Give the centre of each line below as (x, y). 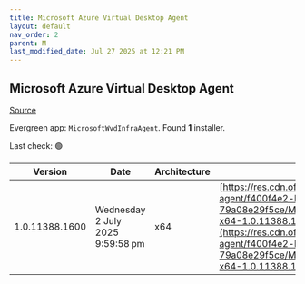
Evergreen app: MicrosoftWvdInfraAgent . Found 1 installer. (117, 127)
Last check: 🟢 (36, 145)
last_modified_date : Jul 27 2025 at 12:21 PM (97, 52)
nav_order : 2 (34, 34)
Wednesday (120, 210)
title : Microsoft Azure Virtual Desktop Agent (99, 18)
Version (50, 171)
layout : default (40, 26)
